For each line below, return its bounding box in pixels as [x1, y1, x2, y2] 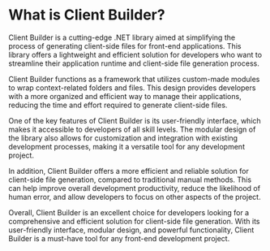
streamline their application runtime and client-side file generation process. [8, 58, 259, 68]
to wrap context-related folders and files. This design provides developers [8, 83, 256, 93]
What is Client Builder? [8, 6, 165, 24]
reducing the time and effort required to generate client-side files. [8, 100, 228, 110]
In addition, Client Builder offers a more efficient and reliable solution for [8, 166, 249, 175]
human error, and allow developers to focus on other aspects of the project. [8, 192, 261, 201]
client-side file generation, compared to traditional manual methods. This [8, 175, 252, 184]
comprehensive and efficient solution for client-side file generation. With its [8, 216, 260, 226]
